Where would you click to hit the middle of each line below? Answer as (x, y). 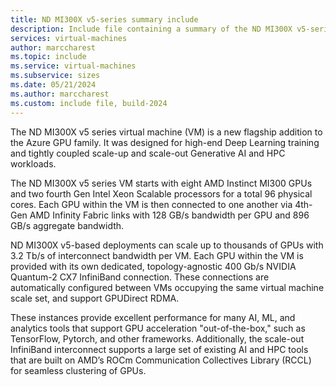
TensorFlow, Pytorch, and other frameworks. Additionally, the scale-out (157, 338)
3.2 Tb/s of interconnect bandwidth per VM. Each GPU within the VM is (157, 255)
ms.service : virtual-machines (73, 66)
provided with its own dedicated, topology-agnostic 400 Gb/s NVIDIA (153, 266)
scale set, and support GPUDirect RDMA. (95, 298)
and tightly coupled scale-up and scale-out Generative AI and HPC (148, 153)
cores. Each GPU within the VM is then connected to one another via (151, 204)
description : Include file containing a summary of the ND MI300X (151, 29)
